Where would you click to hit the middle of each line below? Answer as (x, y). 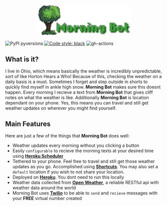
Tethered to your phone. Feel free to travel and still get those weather (84, 161)
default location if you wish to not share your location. (68, 172)
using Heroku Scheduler (38, 156)
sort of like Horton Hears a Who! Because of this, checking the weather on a (83, 77)
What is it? (22, 59)
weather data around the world (44, 188)
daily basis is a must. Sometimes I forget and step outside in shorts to (77, 82)
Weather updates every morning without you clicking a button (76, 146)
